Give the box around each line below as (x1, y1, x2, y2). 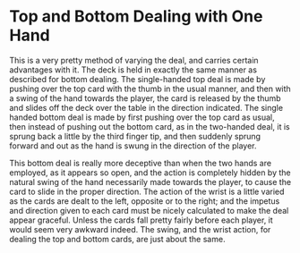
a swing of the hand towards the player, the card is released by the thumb (9, 92, 281, 104)
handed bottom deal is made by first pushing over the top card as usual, (9, 112, 275, 122)
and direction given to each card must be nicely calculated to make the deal (9, 205, 289, 215)
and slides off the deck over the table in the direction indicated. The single (9, 102, 284, 113)
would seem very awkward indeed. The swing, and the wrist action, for (9, 223, 271, 234)
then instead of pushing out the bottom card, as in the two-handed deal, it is (9, 121, 290, 131)
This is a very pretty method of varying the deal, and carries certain (9, 55, 259, 65)
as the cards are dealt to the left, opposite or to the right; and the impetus (9, 195, 280, 207)
